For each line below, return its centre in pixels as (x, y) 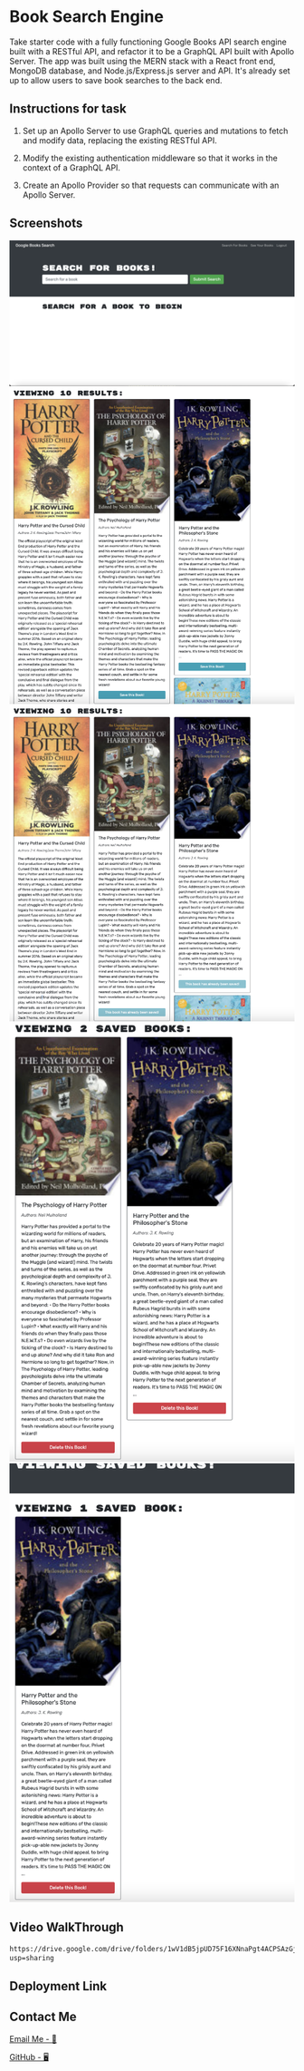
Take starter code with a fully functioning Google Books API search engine (148, 42)
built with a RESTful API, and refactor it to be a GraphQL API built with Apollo (152, 51)
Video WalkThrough (66, 1927)
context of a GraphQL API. (71, 167)
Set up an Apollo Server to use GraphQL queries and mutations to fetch (155, 131)
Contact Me (43, 2017)
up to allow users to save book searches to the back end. (116, 80)
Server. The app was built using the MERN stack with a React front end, (142, 61)
